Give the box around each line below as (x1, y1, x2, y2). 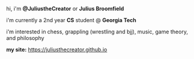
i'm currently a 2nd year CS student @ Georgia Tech (6, 17, 137, 23)
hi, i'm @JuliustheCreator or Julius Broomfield (6, 5, 124, 12)
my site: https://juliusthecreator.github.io (6, 46, 108, 53)
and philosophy (6, 35, 44, 41)
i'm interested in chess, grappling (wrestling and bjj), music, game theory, (6, 28, 188, 35)
